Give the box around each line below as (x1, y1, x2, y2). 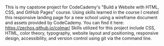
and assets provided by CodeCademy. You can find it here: (5, 20, 124, 25)
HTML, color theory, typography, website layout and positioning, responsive (5, 30, 159, 36)
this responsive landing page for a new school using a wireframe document (5, 15, 158, 20)
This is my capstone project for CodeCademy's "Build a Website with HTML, (5, 4, 160, 10)
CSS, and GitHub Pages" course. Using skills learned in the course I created (5, 9, 159, 15)
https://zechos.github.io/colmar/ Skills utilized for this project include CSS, (5, 25, 156, 31)
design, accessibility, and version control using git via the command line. (5, 35, 152, 41)
